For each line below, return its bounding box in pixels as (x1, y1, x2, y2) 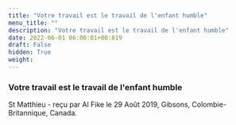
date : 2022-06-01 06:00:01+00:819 (8, 33, 123, 42)
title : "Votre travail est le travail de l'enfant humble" (8, 11, 208, 20)
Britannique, (8, 108, 48, 118)
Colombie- (192, 100, 226, 109)
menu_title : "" (8, 19, 59, 27)
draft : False (8, 41, 52, 49)
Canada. (49, 108, 78, 118)
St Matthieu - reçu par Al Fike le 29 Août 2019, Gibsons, (8, 100, 191, 109)
